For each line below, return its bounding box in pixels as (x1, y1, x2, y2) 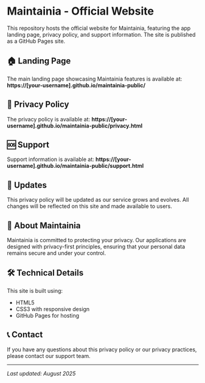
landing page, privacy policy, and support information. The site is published (7, 30, 196, 38)
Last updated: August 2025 (7, 370, 76, 377)
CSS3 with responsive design (15, 305, 90, 312)
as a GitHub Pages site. (7, 37, 66, 45)
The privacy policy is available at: (7, 115, 91, 123)
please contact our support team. (7, 352, 91, 359)
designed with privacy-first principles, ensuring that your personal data (7, 243, 186, 250)
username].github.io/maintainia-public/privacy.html (7, 122, 143, 129)
